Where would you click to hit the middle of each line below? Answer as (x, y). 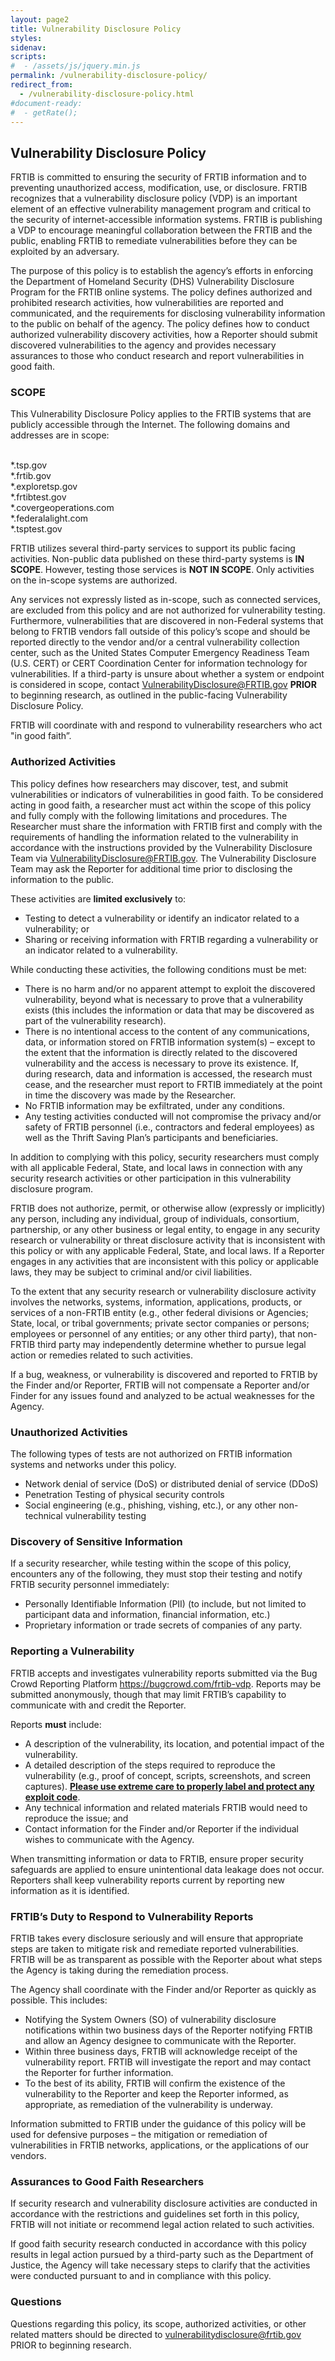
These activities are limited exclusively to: (98, 898)
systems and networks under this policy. (93, 1465)
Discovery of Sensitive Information (96, 1541)
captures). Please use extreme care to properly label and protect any (169, 1786)
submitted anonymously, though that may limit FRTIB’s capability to (148, 1694)
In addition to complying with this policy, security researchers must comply (165, 1157)
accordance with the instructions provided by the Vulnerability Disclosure (161, 847)
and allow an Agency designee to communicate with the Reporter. (160, 2040)
